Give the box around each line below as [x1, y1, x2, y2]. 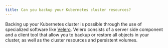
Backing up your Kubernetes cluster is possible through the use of [5, 21, 142, 27]
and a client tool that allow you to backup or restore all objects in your [5, 31, 149, 37]
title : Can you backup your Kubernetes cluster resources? [5, 7, 131, 12]
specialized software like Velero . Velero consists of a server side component [5, 26, 163, 32]
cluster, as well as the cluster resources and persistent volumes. [5, 37, 138, 43]
